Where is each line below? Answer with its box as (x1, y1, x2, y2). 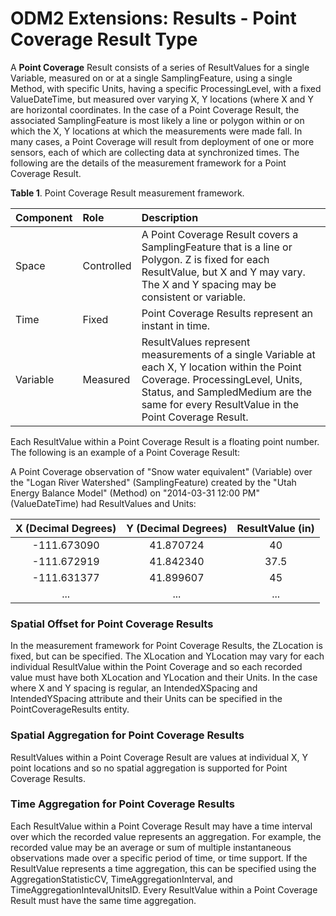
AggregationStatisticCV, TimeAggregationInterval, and (10, 873, 233, 885)
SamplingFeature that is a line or (141, 240, 293, 254)
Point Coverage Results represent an (141, 306, 314, 320)
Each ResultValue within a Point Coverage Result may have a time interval (10, 820, 313, 832)
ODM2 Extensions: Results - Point (10, 7, 297, 30)
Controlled (82, 258, 132, 272)
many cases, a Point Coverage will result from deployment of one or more (10, 135, 315, 147)
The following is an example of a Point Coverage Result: (10, 446, 241, 458)
